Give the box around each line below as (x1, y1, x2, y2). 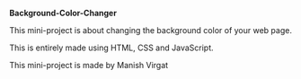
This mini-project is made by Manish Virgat (9, 60, 169, 70)
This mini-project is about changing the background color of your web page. (9, 25, 292, 35)
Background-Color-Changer (9, 8, 117, 18)
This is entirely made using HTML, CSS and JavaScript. (9, 42, 214, 53)
